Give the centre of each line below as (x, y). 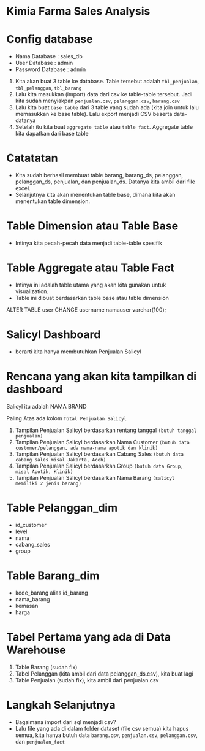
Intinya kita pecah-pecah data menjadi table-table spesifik (88, 243)
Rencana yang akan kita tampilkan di (102, 376)
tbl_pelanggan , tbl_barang (48, 88)
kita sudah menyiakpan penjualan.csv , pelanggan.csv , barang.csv (98, 101)
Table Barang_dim (53, 576)
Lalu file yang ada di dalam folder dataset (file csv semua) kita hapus (102, 728)
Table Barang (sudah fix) (46, 667)
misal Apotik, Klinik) (44, 472)
